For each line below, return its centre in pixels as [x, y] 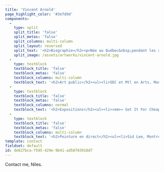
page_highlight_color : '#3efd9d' [39, 14]
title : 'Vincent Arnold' [30, 10]
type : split [26, 28]
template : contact [24, 141]
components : [17, 19]
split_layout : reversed [38, 46]
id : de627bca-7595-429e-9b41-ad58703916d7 [49, 150]
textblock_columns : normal [41, 105]
